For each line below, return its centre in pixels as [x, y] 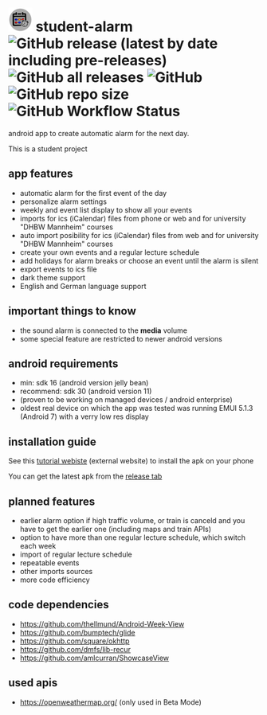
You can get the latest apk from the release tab [85, 476]
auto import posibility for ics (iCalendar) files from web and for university [139, 235]
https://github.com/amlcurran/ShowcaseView [94, 658]
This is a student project [48, 148]
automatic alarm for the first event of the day [93, 193]
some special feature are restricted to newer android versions [121, 338]
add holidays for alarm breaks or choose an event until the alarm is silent [139, 260]
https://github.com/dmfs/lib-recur [75, 649]
